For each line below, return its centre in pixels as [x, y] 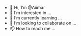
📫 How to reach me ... [32, 28]
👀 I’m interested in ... [30, 13]
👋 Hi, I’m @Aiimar [27, 8]
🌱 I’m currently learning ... [36, 18]
